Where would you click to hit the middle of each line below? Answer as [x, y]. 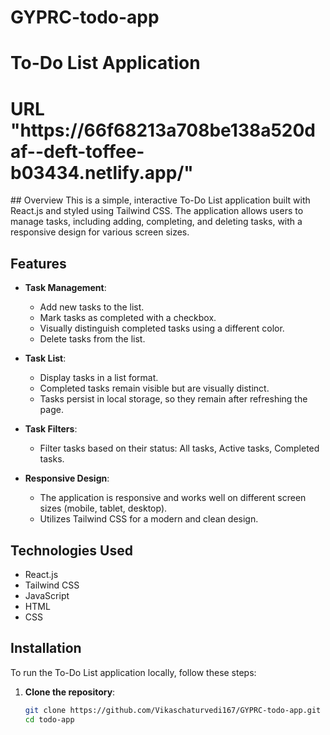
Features [38, 263]
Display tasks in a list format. [99, 378]
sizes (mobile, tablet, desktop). [103, 508]
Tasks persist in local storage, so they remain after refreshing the [173, 399]
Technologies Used [71, 550]
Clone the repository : [70, 692]
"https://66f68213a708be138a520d [163, 130]
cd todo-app [49, 719]
